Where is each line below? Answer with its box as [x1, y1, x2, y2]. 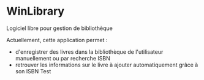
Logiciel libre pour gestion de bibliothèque [6, 24, 113, 32]
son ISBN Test [15, 67, 51, 75]
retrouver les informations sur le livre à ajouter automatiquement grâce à [15, 61, 198, 68]
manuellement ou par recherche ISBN [15, 54, 110, 62]
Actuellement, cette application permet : [6, 36, 108, 43]
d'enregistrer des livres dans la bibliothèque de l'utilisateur [15, 48, 164, 56]
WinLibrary [6, 4, 65, 18]
